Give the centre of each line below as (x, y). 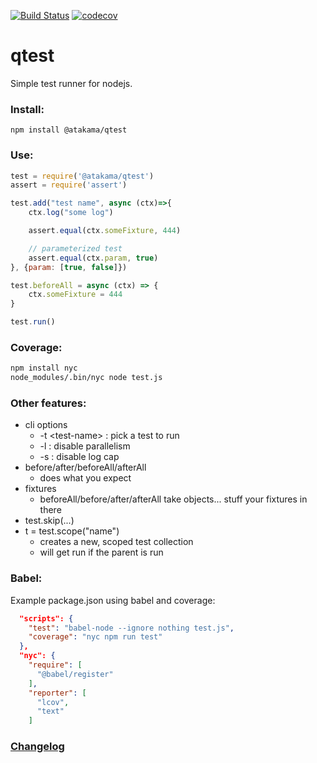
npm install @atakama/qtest (69, 130)
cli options (46, 425)
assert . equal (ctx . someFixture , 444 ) (105, 231)
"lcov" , (53, 702)
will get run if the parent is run (101, 552)
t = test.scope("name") (72, 531)
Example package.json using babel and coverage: (113, 600)
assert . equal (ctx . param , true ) (93, 258)
